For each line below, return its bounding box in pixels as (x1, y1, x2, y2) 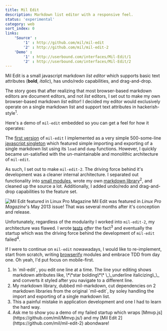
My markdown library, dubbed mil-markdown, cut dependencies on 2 (12, 283, 156, 289)
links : (5, 31, 19, 36)
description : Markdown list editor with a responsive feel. (5, 12, 134, 17)
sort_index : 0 (5, 26, 35, 31)
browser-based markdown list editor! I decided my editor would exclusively (5, 99, 160, 105)
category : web (5, 21, 35, 27)
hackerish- (137, 104, 159, 110)
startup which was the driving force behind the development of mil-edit (5, 230, 155, 236)
